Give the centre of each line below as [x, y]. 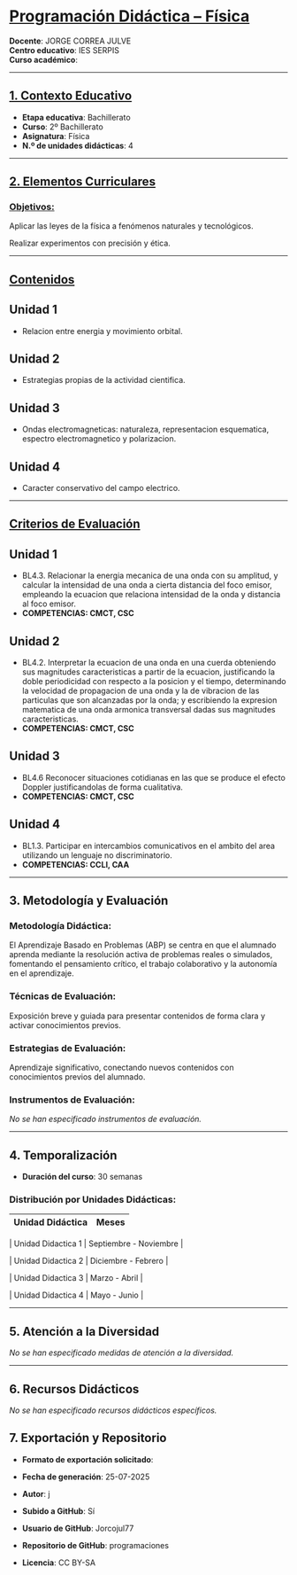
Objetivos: [32, 207]
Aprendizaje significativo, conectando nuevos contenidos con [122, 1067]
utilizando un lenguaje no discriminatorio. [97, 855]
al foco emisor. [49, 604]
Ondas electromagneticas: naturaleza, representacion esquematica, [145, 429]
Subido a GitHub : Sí [58, 1511]
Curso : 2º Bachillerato [62, 127]
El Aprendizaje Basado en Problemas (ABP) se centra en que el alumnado [143, 945]
